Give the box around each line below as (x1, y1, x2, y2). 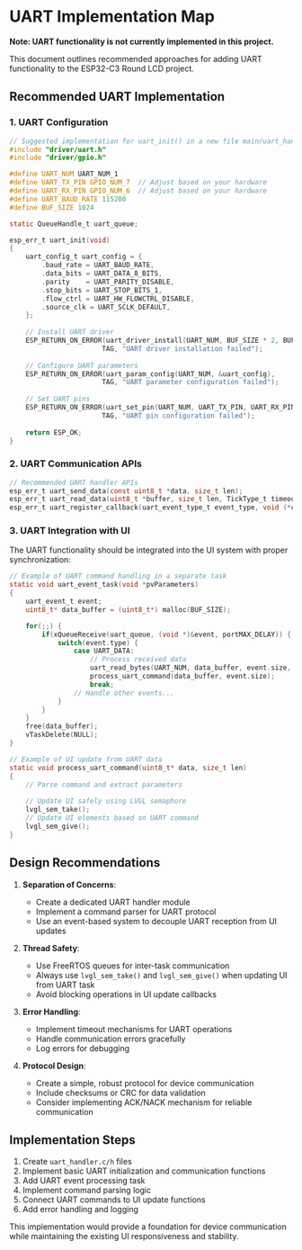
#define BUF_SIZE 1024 (9, 202, 94, 212)
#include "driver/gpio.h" (9, 153, 106, 163)
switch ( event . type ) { (57, 638, 139, 647)
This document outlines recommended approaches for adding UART (9, 53, 262, 64)
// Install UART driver (25, 328, 115, 337)
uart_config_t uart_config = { (25, 252, 143, 262)
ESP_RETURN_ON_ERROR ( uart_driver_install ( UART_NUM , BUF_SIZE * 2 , (25, 336, 280, 345)
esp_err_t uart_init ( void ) (9, 236, 111, 245)
